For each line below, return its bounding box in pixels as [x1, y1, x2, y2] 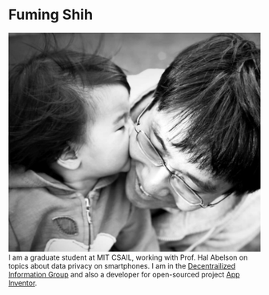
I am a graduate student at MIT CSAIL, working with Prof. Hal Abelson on [8, 253, 248, 262]
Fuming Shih [8, 6, 94, 24]
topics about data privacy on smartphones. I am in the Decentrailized [8, 261, 236, 270]
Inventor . [8, 278, 38, 288]
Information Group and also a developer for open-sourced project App [8, 270, 240, 279]
